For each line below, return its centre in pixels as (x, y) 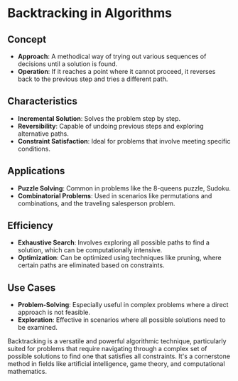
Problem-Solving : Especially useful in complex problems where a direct (123, 305)
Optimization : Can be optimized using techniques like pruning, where (119, 258)
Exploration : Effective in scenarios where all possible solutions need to (121, 320)
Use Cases (32, 288)
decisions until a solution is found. (67, 64)
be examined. (38, 328)
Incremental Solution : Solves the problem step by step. (99, 118)
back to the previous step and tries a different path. (93, 79)
